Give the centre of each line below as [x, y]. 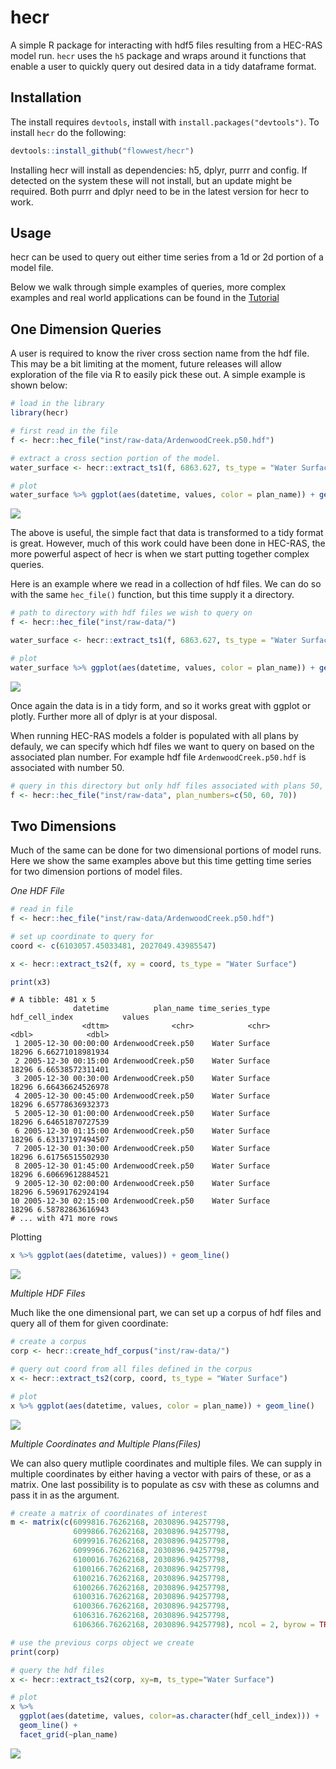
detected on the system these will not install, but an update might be [151, 180]
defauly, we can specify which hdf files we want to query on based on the [162, 746]
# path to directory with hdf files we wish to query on [131, 613]
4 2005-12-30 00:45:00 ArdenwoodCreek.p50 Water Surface [142, 1096]
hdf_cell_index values [80, 1017]
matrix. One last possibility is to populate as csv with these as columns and [165, 1484]
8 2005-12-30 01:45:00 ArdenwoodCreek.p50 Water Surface [142, 1166]
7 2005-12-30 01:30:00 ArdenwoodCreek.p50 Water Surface [142, 1149]
